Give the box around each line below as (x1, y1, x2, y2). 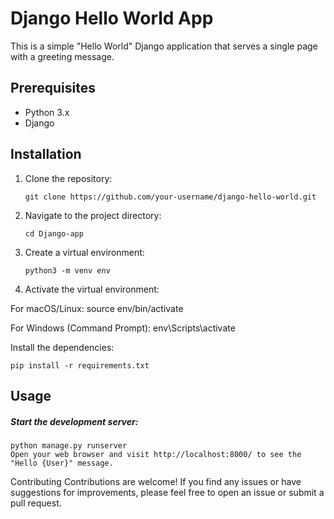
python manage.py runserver (10, 440, 128, 451)
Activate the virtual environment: (24, 283, 160, 295)
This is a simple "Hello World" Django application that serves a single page (10, 40, 318, 52)
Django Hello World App (10, 7, 214, 30)
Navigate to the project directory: (24, 209, 162, 221)
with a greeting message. (10, 50, 115, 62)
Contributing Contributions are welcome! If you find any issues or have (10, 475, 302, 487)
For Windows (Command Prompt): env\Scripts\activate (10, 322, 236, 334)
